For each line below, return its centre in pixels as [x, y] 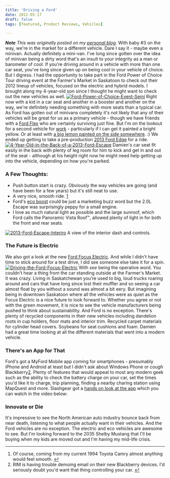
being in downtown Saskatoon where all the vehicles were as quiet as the [82, 294]
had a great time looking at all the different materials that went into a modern [85, 332]
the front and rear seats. [38, 223]
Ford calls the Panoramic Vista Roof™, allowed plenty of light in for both [87, 218]
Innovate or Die [24, 407]
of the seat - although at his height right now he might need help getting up [84, 156]
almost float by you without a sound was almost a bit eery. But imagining [81, 289]
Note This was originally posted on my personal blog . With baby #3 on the [83, 43]
